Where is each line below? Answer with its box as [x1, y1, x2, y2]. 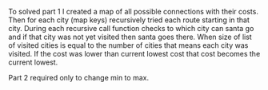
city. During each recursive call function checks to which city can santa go [8, 24, 254, 33]
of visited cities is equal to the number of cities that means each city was [8, 41, 249, 50]
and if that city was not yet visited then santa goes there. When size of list [8, 32, 252, 41]
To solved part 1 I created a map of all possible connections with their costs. [8, 7, 258, 16]
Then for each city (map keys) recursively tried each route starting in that [8, 15, 250, 25]
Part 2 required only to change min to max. [8, 73, 150, 82]
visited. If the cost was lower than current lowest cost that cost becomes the [8, 49, 261, 58]
